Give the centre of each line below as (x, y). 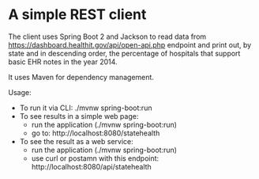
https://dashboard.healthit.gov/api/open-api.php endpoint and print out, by (130, 44)
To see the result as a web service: (77, 141)
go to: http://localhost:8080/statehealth (96, 133)
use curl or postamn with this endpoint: (95, 158)
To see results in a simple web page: (79, 116)
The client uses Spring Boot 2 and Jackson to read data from (107, 36)
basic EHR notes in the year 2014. (63, 62)
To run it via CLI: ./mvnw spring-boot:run (86, 108)
